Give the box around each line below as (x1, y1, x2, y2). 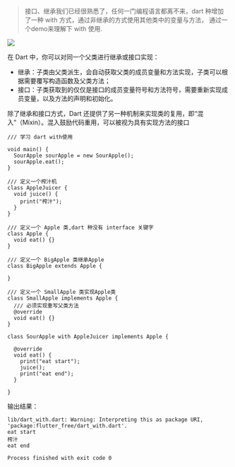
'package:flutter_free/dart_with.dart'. (7, 422, 128, 430)
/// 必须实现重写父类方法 (13, 302, 79, 309)
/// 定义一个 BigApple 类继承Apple (7, 256, 104, 264)
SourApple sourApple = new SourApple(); (13, 152, 134, 159)
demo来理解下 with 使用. (30, 25, 102, 32)
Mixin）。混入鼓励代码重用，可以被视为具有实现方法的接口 (22, 118, 190, 126)
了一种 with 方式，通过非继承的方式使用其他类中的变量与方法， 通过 (24, 16, 222, 24)
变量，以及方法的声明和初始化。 (23, 95, 117, 102)
